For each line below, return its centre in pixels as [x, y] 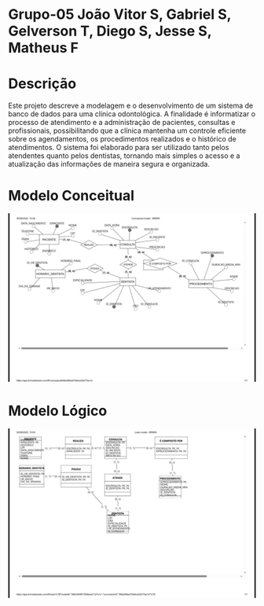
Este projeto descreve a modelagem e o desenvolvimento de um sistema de [131, 106]
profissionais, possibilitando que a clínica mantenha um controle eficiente [127, 130]
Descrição [42, 84]
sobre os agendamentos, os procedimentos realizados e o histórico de [123, 139]
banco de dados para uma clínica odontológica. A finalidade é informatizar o [132, 114]
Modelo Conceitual [71, 196]
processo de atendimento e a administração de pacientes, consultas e [122, 123]
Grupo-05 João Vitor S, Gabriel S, [120, 15]
